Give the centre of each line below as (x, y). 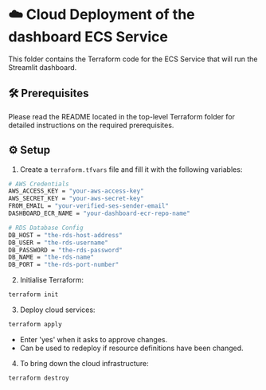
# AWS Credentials (39, 184)
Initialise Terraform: (51, 280)
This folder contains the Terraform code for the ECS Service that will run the (133, 59)
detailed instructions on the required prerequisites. (91, 125)
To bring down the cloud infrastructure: (84, 363)
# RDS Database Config (46, 228)
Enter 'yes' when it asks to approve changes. (94, 339)
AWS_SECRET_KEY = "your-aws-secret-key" (76, 199)
